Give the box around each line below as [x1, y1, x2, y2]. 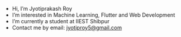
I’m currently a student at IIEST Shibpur [11, 18, 110, 24]
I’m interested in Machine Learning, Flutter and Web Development [11, 11, 176, 18]
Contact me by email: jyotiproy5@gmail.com [11, 24, 122, 31]
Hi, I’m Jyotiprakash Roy [11, 5, 72, 12]
